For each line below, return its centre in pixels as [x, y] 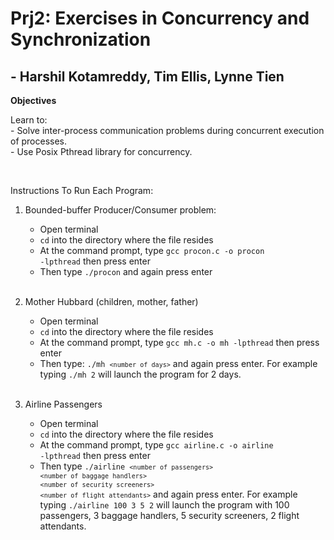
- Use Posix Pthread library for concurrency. [101, 151]
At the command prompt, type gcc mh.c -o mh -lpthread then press [179, 342]
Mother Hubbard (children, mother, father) [111, 301]
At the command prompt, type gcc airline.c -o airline [156, 445]
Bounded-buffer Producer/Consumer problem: [120, 210]
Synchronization [81, 39]
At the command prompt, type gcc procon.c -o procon [152, 250]
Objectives [33, 100]
